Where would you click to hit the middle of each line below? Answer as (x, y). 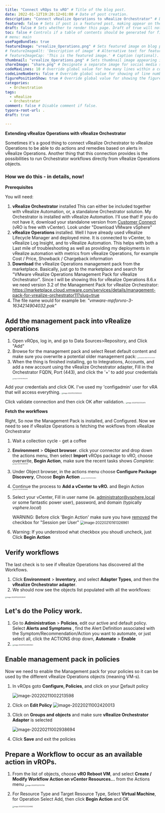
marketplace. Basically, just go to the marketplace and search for (78, 269)
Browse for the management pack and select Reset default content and (84, 351)
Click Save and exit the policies (44, 739)
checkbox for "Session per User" (46, 522)
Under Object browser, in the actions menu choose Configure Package (84, 471)
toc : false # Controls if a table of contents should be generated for (80, 33)
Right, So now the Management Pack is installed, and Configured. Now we (80, 421)
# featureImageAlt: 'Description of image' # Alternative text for (76, 51)
